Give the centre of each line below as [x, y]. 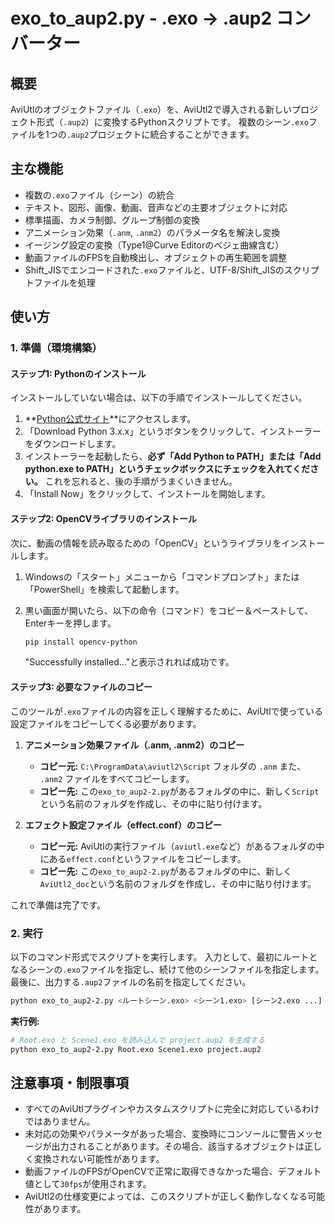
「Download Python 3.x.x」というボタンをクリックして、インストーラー [173, 431]
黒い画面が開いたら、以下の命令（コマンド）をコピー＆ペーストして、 [168, 610]
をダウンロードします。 [73, 444]
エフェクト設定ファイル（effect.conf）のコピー [123, 825]
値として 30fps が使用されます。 [88, 1184]
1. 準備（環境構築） [56, 348]
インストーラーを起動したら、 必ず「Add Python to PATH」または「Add [173, 456]
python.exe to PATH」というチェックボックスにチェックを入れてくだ [167, 469]
